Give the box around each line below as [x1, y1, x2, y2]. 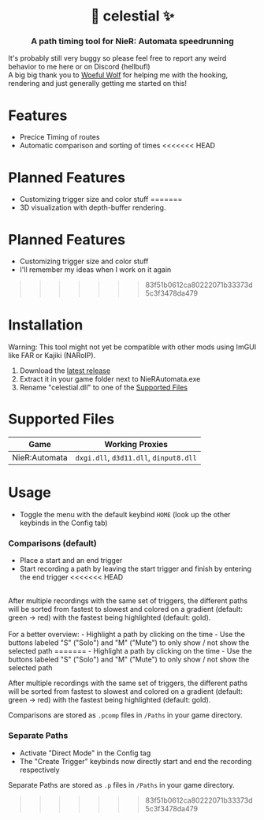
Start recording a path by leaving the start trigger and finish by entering [19, 564, 252, 574]
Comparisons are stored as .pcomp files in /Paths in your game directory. [8, 710, 243, 720]
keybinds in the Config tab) [19, 518, 108, 527]
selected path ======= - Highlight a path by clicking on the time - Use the [8, 647, 252, 656]
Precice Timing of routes [19, 132, 100, 142]
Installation [8, 316, 84, 334]
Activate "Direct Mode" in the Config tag [19, 748, 151, 758]
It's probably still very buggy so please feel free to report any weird [8, 54, 227, 63]
